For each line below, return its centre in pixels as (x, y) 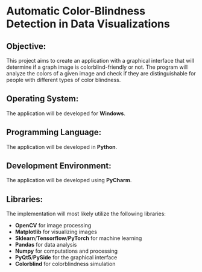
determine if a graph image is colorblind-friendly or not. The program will (97, 67)
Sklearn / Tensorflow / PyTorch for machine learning (78, 238)
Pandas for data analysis (46, 245)
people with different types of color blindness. (64, 80)
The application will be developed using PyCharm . (69, 180)
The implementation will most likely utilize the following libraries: (86, 214)
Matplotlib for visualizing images (56, 232)
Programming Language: (54, 132)
